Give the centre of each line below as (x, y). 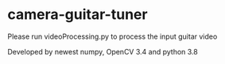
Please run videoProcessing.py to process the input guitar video (112, 36)
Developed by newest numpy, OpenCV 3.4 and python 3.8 (103, 51)
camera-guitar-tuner (78, 15)
